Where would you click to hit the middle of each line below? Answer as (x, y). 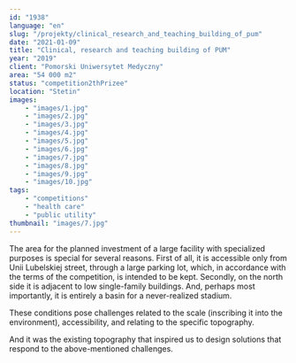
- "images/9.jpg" (57, 174)
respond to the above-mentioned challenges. (91, 348)
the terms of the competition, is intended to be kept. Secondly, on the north (146, 276)
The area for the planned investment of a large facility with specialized (137, 248)
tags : (19, 190)
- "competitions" (57, 199)
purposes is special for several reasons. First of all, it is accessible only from (148, 258)
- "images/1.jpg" (57, 108)
